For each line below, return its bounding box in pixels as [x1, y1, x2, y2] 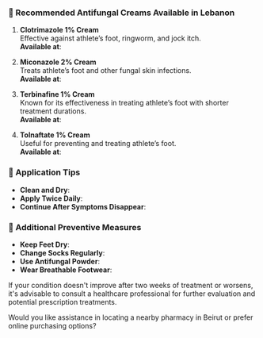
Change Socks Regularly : [19, 248, 105, 257]
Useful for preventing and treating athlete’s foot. [19, 139, 177, 148]
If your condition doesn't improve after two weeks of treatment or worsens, [8, 280, 253, 290]
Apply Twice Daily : [19, 194, 83, 203]
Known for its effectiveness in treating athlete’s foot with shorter [19, 98, 230, 108]
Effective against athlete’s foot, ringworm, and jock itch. [19, 33, 202, 43]
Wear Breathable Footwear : [19, 265, 112, 275]
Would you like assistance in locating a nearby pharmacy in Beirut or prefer [8, 313, 253, 322]
